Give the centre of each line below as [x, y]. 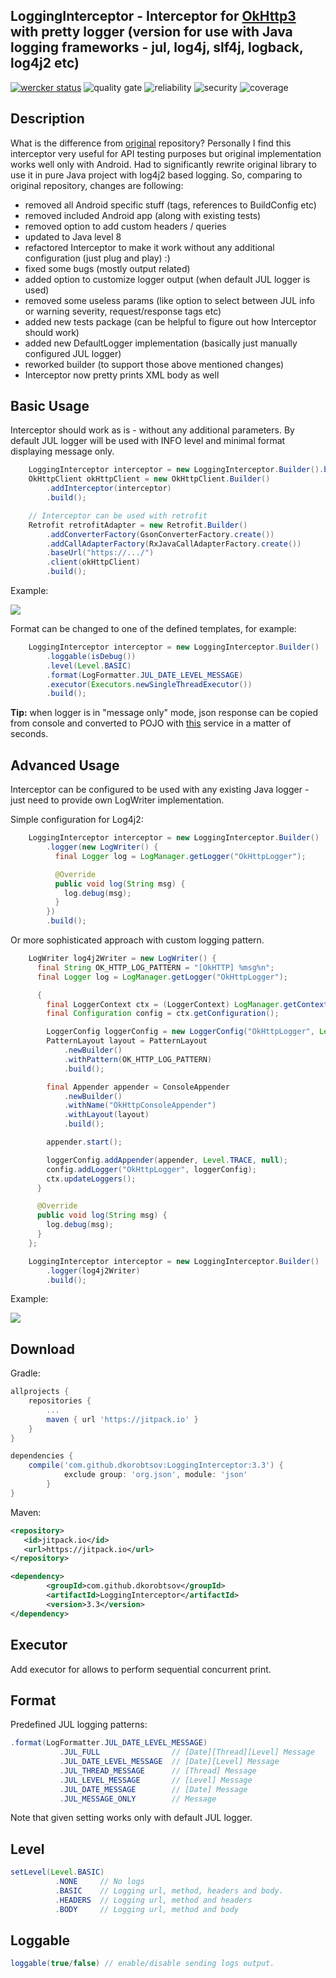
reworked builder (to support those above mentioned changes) [154, 364]
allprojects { [40, 1392]
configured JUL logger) [73, 353]
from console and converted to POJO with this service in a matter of [151, 723]
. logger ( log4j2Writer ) [93, 1270]
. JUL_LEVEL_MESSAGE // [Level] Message [156, 1780]
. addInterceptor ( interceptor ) [109, 489]
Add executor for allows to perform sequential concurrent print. [141, 1669]
